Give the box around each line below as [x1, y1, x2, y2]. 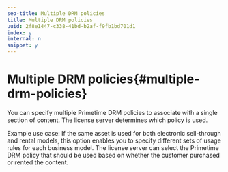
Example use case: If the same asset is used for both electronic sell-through [7, 129, 222, 137]
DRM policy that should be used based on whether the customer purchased [7, 151, 220, 159]
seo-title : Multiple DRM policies [7, 10, 106, 17]
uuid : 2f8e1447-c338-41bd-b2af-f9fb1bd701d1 [7, 23, 136, 29]
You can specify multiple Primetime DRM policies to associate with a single [7, 108, 218, 116]
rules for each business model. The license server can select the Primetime [7, 143, 220, 151]
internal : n [7, 36, 41, 42]
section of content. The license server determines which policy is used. [7, 116, 208, 124]
